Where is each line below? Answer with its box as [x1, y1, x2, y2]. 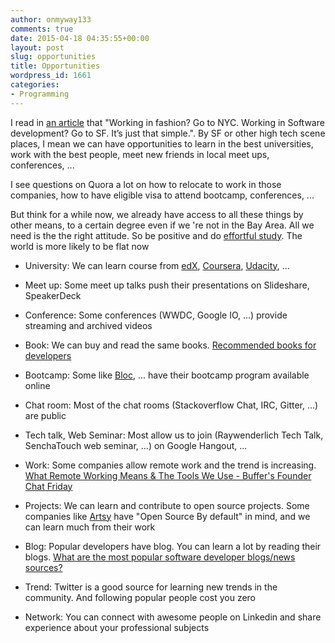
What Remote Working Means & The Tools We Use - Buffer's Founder [24, 469, 312, 481]
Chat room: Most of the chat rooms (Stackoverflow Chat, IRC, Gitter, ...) [24, 399, 319, 411]
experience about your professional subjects [24, 621, 210, 633]
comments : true [10, 24, 74, 34]
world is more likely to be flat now [10, 240, 150, 252]
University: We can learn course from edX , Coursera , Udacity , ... [24, 259, 290, 271]
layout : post [10, 42, 65, 53]
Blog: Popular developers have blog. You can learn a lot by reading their [24, 540, 322, 552]
